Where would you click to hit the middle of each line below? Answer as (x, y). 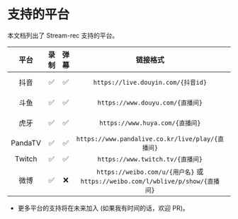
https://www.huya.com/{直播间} (150, 123)
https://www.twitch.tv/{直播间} (150, 159)
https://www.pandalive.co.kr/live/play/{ (147, 139)
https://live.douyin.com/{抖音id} (150, 82)
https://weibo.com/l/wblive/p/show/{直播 (150, 181)
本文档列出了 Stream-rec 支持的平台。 (63, 35)
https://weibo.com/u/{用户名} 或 (150, 172)
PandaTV (26, 143)
